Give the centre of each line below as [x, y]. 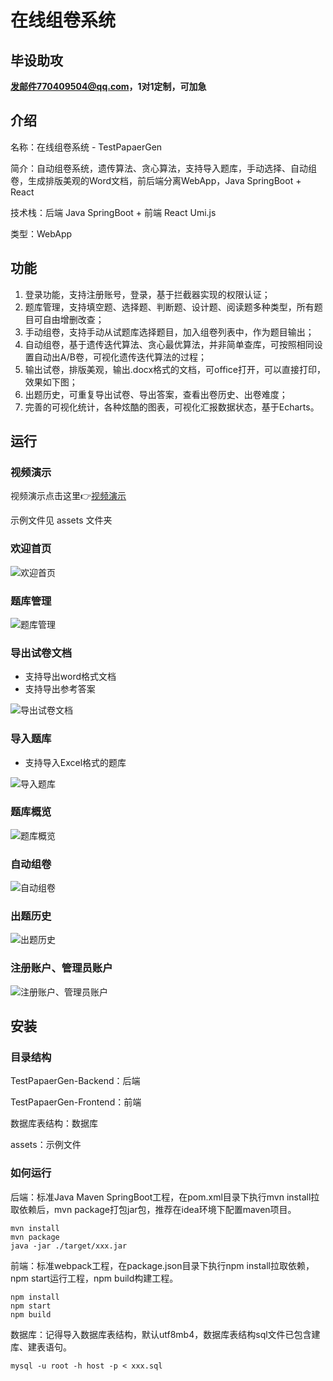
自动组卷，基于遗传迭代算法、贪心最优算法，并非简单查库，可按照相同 [169, 344]
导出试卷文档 [41, 653]
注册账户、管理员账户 [61, 968]
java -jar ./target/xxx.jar [69, 1246]
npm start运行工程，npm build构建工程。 [94, 1278]
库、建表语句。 [41, 1347]
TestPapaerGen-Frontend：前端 [76, 1102]
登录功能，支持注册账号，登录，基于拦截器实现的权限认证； [147, 294]
